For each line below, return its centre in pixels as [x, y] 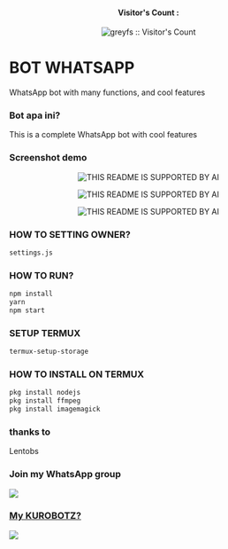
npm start [27, 310]
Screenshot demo [48, 158]
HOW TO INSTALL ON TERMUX [76, 374]
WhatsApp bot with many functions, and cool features [107, 92]
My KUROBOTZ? [46, 516]
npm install [31, 294]
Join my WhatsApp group [65, 474]
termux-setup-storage [49, 352]
